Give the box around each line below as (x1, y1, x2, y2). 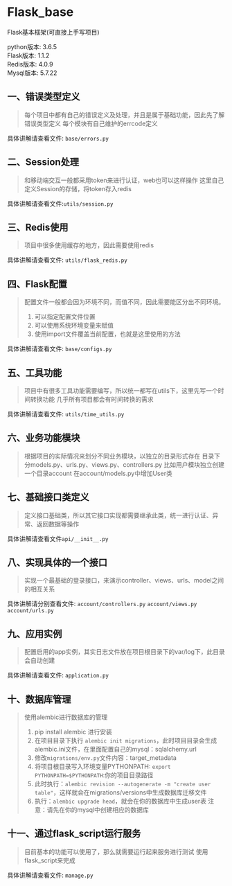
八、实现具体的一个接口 (7, 557, 107, 569)
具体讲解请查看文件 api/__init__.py (7, 534, 109, 542)
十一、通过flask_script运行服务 (7, 828, 141, 840)
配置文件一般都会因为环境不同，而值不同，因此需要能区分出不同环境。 (24, 298, 225, 306)
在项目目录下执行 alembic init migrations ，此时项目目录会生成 (34, 736, 217, 745)
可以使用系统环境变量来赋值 (34, 321, 114, 330)
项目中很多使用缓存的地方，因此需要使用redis (24, 241, 154, 249)
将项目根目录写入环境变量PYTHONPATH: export (34, 763, 171, 771)
